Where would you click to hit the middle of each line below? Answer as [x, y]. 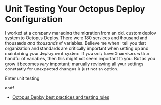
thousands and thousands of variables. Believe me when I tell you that [76, 43]
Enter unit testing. [23, 78]
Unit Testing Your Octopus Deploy [75, 9]
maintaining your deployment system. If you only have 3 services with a [77, 53]
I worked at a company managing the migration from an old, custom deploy [80, 33]
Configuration [34, 19]
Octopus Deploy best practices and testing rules [61, 97]
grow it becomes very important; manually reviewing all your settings [74, 64]
